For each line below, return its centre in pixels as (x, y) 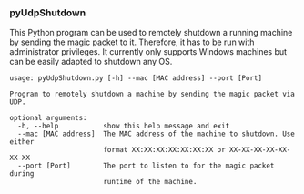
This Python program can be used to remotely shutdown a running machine (151, 33)
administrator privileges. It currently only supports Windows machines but (148, 52)
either (22, 142)
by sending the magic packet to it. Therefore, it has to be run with (132, 42)
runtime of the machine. (150, 182)
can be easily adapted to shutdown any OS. (91, 62)
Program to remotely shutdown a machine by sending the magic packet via (152, 94)
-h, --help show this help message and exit (124, 126)
